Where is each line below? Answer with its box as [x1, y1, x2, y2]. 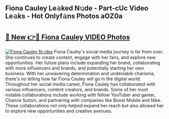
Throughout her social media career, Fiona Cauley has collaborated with [5, 81, 155, 87]
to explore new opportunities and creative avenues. [5, 108, 112, 114]
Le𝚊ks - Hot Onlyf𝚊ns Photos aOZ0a [5, 12, 123, 21]
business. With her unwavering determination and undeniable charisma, [5, 71, 155, 76]
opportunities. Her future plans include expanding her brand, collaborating [5, 60, 160, 66]
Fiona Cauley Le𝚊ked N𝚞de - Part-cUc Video [5, 4, 149, 13]
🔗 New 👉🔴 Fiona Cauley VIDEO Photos [5, 33, 130, 41]
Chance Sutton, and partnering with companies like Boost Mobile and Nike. [5, 97, 162, 103]
